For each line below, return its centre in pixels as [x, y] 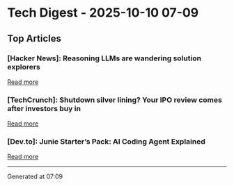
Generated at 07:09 [35, 177]
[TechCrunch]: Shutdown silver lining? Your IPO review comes [115, 100]
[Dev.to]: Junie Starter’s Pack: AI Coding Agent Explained [106, 142]
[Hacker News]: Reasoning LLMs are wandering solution [104, 58]
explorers [24, 67]
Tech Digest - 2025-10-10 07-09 [103, 13]
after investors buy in [44, 108]
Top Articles [34, 39]
